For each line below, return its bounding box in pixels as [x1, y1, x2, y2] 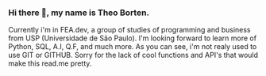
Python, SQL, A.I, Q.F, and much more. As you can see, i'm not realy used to [8, 42, 257, 51]
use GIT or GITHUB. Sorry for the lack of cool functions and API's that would [8, 51, 259, 60]
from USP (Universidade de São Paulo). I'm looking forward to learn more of [8, 33, 256, 43]
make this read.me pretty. [8, 59, 92, 68]
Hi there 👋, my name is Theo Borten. [8, 7, 149, 18]
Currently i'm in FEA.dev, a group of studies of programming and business [8, 25, 252, 35]
